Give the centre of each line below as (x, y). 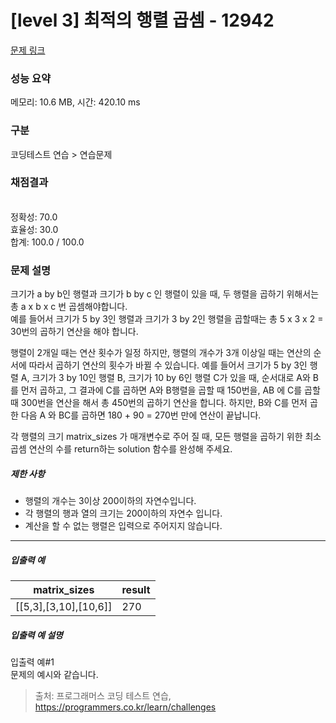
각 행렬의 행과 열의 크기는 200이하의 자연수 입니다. (123, 513)
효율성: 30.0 (34, 229)
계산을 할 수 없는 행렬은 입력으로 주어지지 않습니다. (123, 526)
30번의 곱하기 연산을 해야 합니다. (74, 332)
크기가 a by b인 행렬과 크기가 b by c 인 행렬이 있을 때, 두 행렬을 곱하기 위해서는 (165, 294)
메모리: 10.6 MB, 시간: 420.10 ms (75, 102)
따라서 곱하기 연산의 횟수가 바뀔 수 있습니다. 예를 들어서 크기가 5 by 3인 (168, 365)
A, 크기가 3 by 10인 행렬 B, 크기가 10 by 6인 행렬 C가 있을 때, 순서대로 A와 (165, 378)
